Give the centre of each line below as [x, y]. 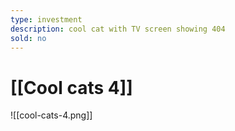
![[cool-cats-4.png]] [51, 115]
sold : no [28, 38]
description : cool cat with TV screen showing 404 [118, 29]
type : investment [46, 19]
